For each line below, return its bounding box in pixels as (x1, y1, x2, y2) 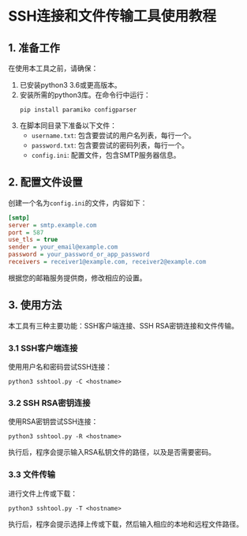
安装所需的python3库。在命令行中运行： (19, 90, 152, 99)
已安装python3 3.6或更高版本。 (19, 81, 122, 89)
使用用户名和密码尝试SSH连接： (8, 362, 113, 372)
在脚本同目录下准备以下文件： (19, 121, 117, 130)
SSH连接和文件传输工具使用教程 (8, 7, 217, 25)
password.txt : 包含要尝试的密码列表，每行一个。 (31, 141, 189, 150)
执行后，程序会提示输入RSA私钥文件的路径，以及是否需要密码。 (8, 448, 215, 457)
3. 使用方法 (8, 298, 62, 312)
